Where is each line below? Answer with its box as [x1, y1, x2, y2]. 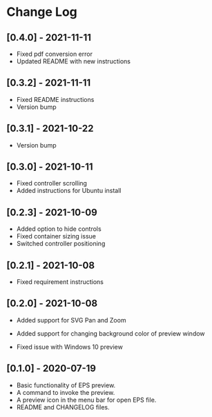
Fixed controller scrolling [16, 179, 88, 187]
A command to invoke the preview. [16, 388, 115, 396]
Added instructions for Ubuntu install [16, 187, 122, 195]
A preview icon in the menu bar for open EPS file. [16, 396, 157, 404]
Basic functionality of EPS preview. [16, 380, 116, 389]
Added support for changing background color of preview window [16, 329, 205, 338]
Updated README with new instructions [16, 57, 131, 65]
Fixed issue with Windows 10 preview [16, 343, 124, 351]
